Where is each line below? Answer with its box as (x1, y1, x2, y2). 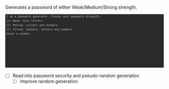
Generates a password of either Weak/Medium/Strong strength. (5, 4, 137, 10)
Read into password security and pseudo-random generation (12, 72, 139, 79)
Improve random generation (20, 78, 78, 84)
